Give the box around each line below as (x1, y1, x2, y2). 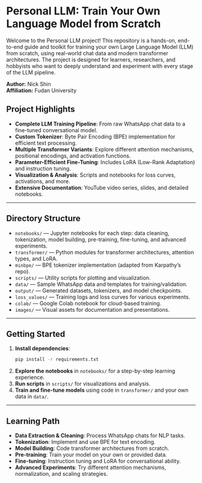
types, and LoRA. (14, 255, 58, 262)
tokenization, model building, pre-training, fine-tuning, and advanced (14, 235, 186, 243)
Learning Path (6, 416, 60, 426)
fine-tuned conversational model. (14, 126, 98, 133)
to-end (6, 43, 23, 50)
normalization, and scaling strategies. (14, 470, 108, 478)
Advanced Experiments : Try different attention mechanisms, (14, 464, 167, 471)
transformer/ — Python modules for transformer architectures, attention (14, 248, 194, 256)
